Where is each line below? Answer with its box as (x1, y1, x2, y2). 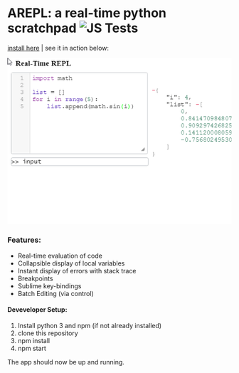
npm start (17, 344, 46, 353)
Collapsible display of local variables (17, 258, 125, 268)
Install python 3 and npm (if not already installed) (17, 322, 162, 330)
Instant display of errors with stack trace (17, 266, 137, 275)
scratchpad (7, 20, 77, 36)
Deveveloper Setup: (7, 305, 68, 314)
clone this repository (17, 329, 78, 337)
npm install (17, 337, 51, 345)
